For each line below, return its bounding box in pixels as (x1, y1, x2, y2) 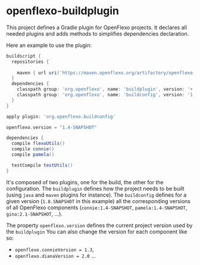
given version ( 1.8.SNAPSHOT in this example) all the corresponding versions (6, 197, 190, 204)
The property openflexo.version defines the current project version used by (6, 222, 193, 229)
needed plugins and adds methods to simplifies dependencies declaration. (6, 30, 189, 37)
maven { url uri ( (17, 70, 60, 75)
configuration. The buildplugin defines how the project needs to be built (6, 185, 185, 192)
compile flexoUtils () (11, 141, 65, 147)
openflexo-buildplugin (6, 4, 120, 18)
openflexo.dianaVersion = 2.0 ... (14, 252, 96, 259)
